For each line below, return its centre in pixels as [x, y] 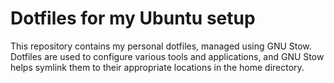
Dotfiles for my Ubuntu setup [133, 18]
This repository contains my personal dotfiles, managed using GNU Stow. [161, 46]
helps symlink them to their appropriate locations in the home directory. [157, 67]
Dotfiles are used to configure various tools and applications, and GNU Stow [167, 56]
